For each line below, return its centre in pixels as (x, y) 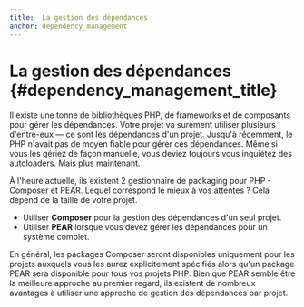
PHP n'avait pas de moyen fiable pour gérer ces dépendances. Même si (144, 144)
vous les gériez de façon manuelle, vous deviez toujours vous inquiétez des (151, 154)
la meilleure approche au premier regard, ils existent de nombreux (132, 283)
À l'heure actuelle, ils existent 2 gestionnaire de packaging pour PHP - (141, 181)
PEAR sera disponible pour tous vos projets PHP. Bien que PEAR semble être (152, 273)
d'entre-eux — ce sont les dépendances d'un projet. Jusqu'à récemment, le (151, 134)
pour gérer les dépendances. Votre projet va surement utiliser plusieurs (143, 125)
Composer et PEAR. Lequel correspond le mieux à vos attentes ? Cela (140, 190)
